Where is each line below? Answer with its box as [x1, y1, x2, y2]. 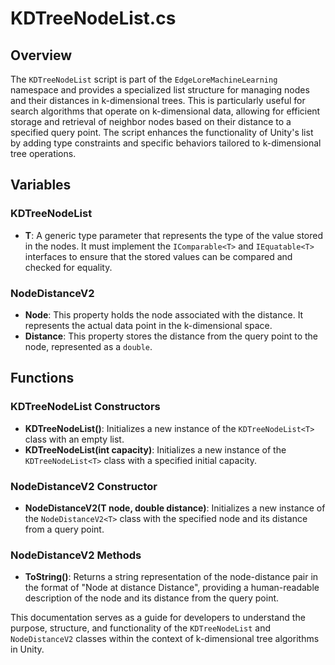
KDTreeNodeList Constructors [10, 400, 161, 414]
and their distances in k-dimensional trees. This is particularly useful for [10, 95, 306, 106]
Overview [10, 47, 73, 64]
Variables [10, 177, 72, 194]
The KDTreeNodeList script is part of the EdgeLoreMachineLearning [10, 73, 278, 85]
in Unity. [10, 643, 45, 656]
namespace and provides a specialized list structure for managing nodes [10, 84, 310, 96]
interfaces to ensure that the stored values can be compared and [24, 250, 293, 262]
